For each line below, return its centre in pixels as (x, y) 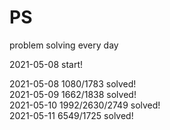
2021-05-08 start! (46, 64)
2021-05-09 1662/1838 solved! (73, 94)
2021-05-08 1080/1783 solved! (73, 83)
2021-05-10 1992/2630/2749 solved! (85, 105)
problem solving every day (64, 45)
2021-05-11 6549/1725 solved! (71, 115)
